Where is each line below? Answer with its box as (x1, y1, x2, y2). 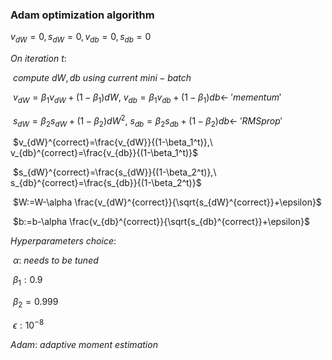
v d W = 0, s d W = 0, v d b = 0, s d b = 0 (10, 31, 152, 45)
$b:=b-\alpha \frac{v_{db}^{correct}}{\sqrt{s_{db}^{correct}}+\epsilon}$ (12, 216, 310, 228)
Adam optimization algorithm (10, 8, 155, 22)
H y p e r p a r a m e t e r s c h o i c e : (10, 235, 117, 247)
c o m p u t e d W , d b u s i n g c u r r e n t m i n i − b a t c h (12, 72, 192, 84)
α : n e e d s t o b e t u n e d (12, 254, 99, 267)
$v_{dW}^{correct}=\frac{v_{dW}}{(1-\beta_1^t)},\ (12, 136, 213, 148)
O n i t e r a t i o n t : (10, 53, 67, 65)
